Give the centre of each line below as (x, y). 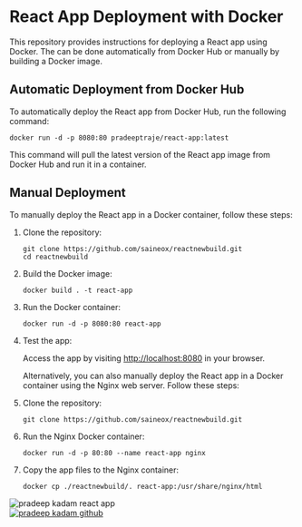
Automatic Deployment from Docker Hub (127, 89)
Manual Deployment (68, 193)
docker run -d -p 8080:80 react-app (92, 324)
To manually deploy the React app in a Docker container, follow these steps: (151, 214)
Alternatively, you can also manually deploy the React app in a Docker (153, 376)
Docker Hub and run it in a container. (78, 164)
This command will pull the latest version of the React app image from (140, 154)
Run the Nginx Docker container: (83, 436)
